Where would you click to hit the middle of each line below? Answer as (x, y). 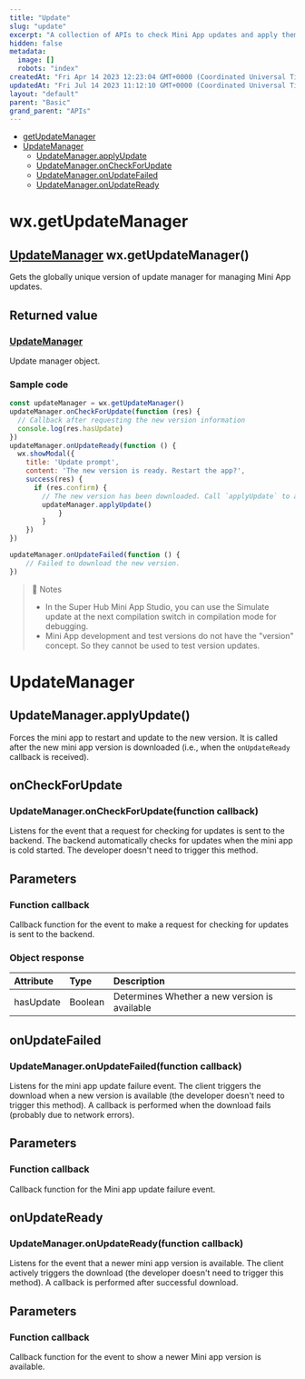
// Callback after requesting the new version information (132, 420)
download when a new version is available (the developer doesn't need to (147, 1095)
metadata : (28, 52)
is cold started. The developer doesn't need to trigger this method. (134, 850)
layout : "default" (44, 94)
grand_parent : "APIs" (50, 111)
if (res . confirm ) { (70, 487)
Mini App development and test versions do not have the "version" (169, 635)
